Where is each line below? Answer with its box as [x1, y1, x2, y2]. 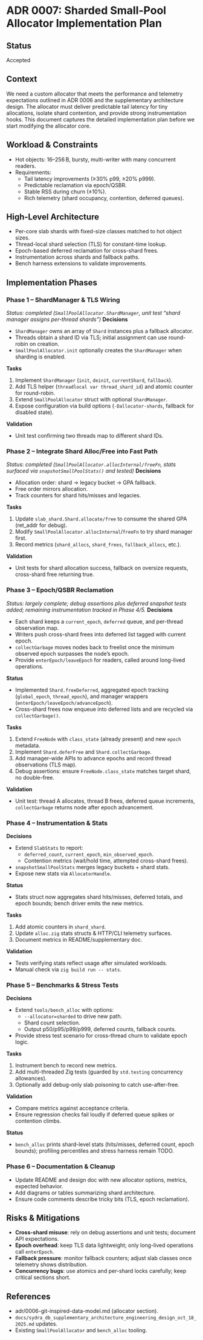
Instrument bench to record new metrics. [14, 1062, 117, 1069]
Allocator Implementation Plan [6, 16, 162, 30]
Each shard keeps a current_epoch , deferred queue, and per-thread [14, 618, 183, 625]
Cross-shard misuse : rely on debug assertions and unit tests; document [14, 1229, 196, 1236]
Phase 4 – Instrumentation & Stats [6, 818, 108, 827]
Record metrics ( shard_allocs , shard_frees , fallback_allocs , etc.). [14, 541, 181, 548]
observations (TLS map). [14, 761, 77, 768]
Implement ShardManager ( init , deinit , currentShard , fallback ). [14, 377, 173, 384]
